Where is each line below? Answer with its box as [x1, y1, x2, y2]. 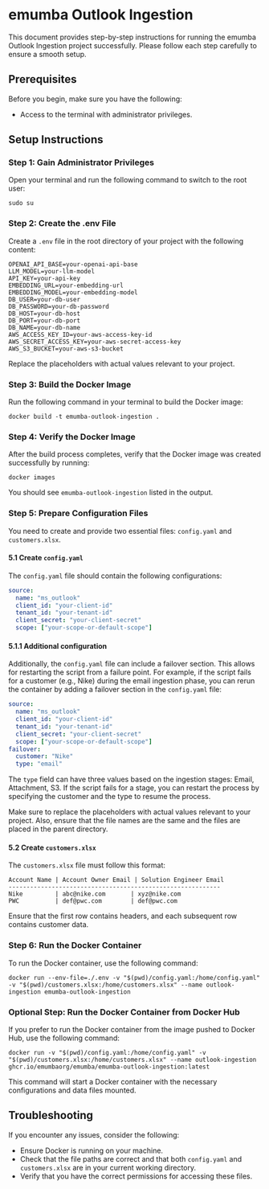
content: [8, 244, 36, 254]
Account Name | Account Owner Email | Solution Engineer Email [8, 876, 225, 884]
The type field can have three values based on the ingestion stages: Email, [8, 774, 255, 785]
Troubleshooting [8, 1109, 94, 1122]
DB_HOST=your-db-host [8, 310, 81, 318]
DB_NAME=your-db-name [8, 323, 81, 331]
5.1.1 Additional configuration [8, 641, 108, 650]
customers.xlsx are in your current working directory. [19, 1162, 197, 1172]
